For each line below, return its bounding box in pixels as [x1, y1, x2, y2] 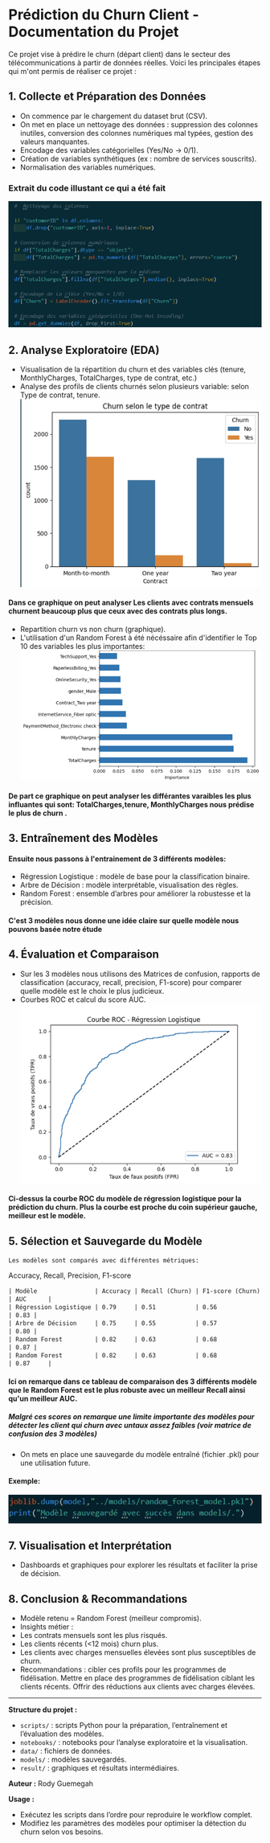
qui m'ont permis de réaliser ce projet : [8, 66, 137, 76]
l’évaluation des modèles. [19, 1729, 104, 1738]
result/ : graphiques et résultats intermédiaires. [19, 1763, 179, 1773]
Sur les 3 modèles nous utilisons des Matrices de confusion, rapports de [19, 969, 260, 979]
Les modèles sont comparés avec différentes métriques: [8, 1257, 199, 1265]
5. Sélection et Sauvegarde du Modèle [8, 1234, 202, 1248]
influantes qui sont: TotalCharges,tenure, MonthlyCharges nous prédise [8, 799, 255, 809]
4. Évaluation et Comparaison [8, 947, 159, 962]
